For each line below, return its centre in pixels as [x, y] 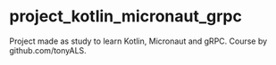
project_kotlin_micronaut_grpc [126, 16]
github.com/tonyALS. [48, 50]
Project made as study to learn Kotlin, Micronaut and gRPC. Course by [138, 41]
